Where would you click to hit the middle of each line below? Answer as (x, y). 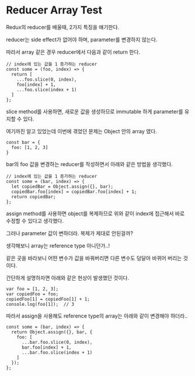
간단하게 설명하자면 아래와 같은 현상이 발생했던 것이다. (68, 278)
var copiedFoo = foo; (32, 294)
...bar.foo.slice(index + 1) (57, 352)
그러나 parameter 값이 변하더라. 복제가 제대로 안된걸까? (69, 233)
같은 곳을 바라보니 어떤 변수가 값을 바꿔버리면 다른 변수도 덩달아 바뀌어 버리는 (94, 258)
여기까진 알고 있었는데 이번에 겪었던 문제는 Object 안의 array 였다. (82, 131)
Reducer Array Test (54, 10)
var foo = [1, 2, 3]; (32, 289)
